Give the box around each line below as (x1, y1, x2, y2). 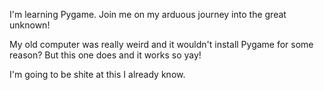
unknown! (9, 19, 51, 31)
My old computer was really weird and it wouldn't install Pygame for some (9, 39, 314, 50)
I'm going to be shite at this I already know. (9, 69, 186, 80)
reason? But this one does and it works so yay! (9, 49, 202, 61)
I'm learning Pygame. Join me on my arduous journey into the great (9, 9, 287, 20)
